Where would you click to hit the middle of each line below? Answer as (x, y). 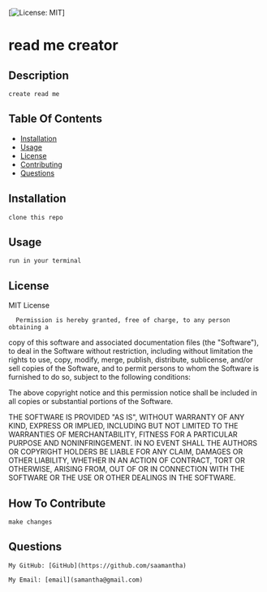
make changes (30, 522)
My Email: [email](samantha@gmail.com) (76, 580)
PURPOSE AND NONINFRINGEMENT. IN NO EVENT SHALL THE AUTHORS (133, 443)
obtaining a (28, 328)
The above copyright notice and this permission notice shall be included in (133, 393)
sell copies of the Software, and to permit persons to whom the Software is (134, 368)
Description (39, 75)
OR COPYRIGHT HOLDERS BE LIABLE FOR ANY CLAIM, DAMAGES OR (126, 452)
